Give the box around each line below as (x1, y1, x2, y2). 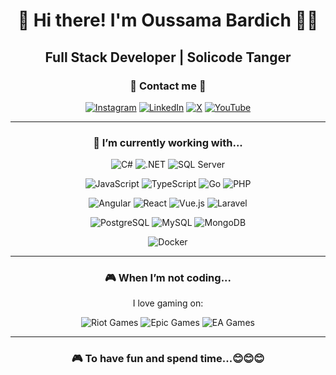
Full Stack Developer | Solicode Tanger (44, 49, 292, 66)
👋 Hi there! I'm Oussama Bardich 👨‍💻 (17, 9, 319, 32)
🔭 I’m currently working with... (93, 135, 243, 149)
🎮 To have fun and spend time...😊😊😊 (71, 352, 265, 366)
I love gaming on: (132, 297, 204, 309)
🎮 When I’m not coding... (104, 271, 232, 285)
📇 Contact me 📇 (129, 79, 207, 93)
